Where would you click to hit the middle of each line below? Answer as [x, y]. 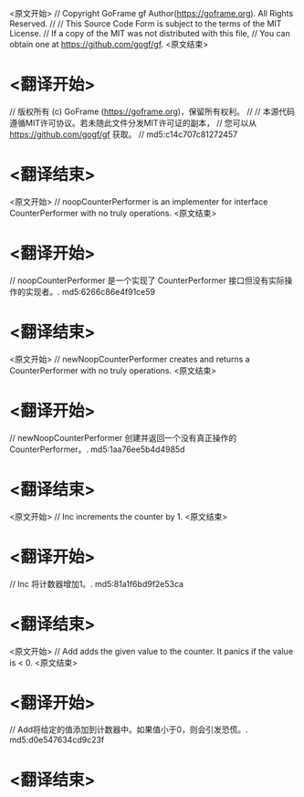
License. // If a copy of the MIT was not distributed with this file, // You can [150, 33]
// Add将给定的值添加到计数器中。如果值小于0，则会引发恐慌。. [129, 729]
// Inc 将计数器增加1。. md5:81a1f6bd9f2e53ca [97, 583]
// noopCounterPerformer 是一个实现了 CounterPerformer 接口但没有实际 [147, 280]
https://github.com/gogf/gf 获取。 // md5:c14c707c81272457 [124, 134]
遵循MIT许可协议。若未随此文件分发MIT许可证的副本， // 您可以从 [133, 122]
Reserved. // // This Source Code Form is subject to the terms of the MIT [146, 24]
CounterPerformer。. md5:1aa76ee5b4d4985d [97, 449]
